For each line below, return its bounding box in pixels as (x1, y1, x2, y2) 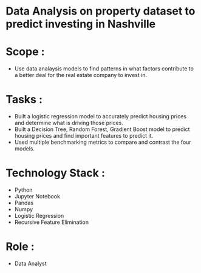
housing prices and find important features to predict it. (14, 132, 153, 140)
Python (14, 186, 33, 194)
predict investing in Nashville (5, 17, 156, 31)
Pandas (14, 199, 34, 206)
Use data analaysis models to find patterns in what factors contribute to (14, 65, 194, 72)
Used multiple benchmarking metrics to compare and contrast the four (14, 138, 192, 146)
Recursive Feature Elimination (14, 218, 89, 226)
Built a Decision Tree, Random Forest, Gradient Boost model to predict (14, 126, 190, 133)
